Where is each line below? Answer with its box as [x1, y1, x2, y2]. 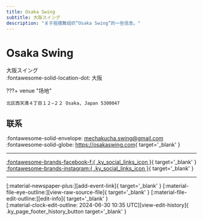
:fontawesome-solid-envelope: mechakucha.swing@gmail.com [6, 135, 164, 142]
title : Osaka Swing [6, 8, 56, 15]
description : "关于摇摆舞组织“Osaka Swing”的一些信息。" [6, 20, 141, 26]
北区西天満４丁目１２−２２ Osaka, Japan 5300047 [6, 100, 120, 106]
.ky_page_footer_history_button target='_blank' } [6, 208, 127, 215]
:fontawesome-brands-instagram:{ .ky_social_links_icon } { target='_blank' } [6, 165, 194, 172]
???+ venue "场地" [6, 87, 53, 94]
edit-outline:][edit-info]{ [6, 195, 66, 202]
